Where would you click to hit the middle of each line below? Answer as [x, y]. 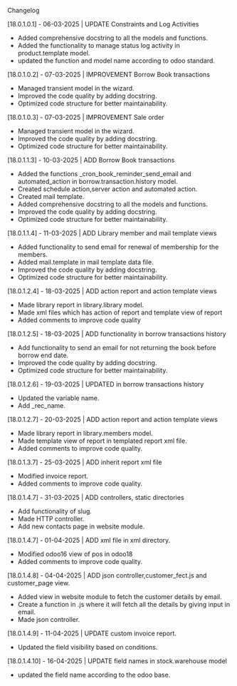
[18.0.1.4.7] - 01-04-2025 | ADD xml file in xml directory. [89, 540]
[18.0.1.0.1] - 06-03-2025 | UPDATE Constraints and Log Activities [103, 24]
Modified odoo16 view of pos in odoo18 [75, 554]
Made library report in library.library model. [81, 305]
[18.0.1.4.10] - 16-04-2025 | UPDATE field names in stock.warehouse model [117, 661]
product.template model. [54, 53]
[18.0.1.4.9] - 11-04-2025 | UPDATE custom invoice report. [92, 633]
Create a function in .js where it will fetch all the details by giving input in [124, 604]
